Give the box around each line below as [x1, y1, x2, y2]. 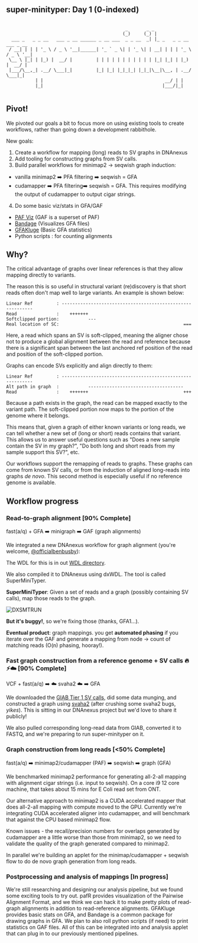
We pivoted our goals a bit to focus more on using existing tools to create [6, 120, 184, 127]
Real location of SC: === [6, 321, 192, 327]
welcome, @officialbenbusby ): [6, 548, 80, 555]
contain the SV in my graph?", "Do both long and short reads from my [6, 442, 176, 449]
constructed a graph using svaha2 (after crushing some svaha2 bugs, [6, 700, 176, 707]
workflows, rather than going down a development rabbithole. [6, 125, 157, 133]
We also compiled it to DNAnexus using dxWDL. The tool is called [6, 571, 166, 578]
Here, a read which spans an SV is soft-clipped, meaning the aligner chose [6, 332, 189, 339]
